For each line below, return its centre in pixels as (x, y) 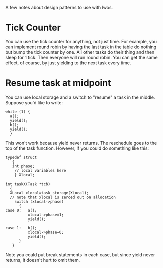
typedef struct (21, 157)
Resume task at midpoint (58, 83)
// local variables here (40, 170)
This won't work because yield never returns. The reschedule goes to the (81, 143)
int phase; (23, 166)
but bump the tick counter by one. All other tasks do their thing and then (80, 52)
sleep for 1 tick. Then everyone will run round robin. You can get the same (82, 57)
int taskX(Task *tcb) (28, 184)
